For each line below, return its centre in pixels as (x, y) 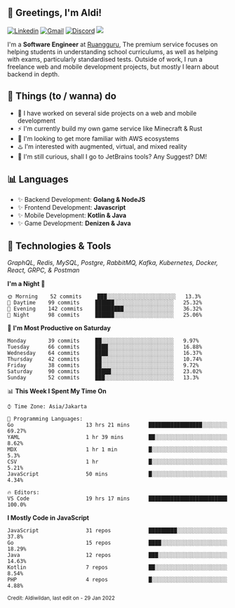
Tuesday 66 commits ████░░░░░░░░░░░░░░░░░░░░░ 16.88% (105, 347)
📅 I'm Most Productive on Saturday (59, 328)
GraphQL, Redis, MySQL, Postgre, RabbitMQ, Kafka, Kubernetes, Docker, (113, 263)
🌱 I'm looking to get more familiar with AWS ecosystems (98, 138)
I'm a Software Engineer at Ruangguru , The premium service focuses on (113, 44)
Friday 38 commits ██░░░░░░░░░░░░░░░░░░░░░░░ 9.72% (103, 365)
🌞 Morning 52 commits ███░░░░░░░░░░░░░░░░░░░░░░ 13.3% (104, 297)
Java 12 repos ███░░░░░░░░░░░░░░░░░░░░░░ (117, 555)
